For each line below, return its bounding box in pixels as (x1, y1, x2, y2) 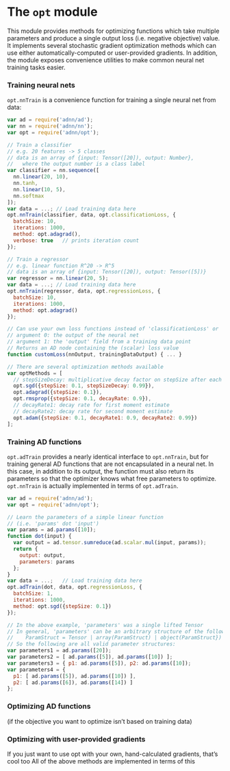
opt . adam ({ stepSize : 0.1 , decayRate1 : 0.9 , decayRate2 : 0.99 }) (13, 414, 198, 421)
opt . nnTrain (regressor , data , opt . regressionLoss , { (7, 288, 161, 295)
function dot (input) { (7, 533, 72, 540)
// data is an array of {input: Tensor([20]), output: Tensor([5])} (7, 269, 207, 276)
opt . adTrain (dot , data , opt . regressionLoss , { (7, 584, 142, 591)
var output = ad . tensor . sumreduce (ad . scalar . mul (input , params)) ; (13, 539, 207, 546)
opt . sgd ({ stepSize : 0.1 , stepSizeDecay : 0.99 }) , (13, 382, 155, 389)
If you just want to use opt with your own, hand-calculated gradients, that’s (7, 750, 218, 758)
